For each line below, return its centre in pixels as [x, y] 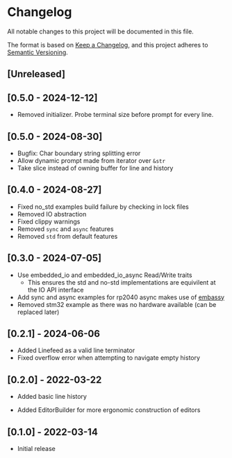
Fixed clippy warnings [49, 221]
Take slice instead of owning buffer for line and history [95, 168]
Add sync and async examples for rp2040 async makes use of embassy [121, 297]
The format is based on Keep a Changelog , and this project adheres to [108, 45]
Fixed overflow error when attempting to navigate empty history [108, 358]
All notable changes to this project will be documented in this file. [101, 31]
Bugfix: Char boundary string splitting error [79, 153]
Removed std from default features [67, 236]
